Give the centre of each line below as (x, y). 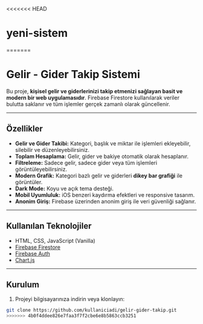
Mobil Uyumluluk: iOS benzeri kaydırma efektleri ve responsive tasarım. (105, 195)
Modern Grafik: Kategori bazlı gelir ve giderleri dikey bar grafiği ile (99, 176)
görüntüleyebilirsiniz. (41, 169)
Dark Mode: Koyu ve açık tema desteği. (64, 188)
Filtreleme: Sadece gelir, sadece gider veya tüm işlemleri (86, 162)
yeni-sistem (37, 33)
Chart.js (25, 260)
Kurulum (23, 284)
